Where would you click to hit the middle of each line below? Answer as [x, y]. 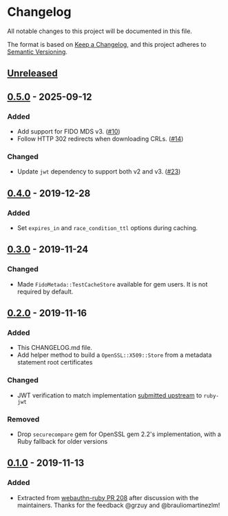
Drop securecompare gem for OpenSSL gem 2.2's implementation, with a [119, 434]
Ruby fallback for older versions [62, 441]
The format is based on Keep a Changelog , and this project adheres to [107, 44]
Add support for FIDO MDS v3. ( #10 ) [69, 132]
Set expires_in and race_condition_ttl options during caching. [107, 228]
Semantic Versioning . [37, 52]
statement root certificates [55, 362]
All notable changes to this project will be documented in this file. [100, 31]
